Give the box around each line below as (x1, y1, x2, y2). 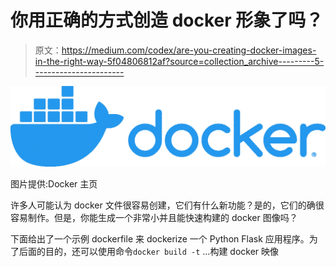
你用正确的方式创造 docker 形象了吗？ (10, 9, 324, 32)
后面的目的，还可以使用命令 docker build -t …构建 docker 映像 (18, 246, 280, 258)
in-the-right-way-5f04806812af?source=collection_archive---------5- (34, 55, 325, 67)
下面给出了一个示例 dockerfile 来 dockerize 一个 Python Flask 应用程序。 (10, 233, 310, 245)
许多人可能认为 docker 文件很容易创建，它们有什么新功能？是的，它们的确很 (10, 199, 325, 211)
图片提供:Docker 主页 (10, 178, 98, 190)
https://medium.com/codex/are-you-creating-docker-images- (61, 44, 317, 56)
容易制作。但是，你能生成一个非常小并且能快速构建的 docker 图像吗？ (10, 212, 298, 224)
